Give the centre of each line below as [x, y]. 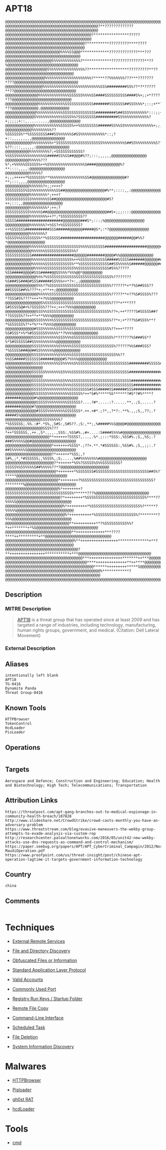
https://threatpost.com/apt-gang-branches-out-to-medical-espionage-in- [82, 812]
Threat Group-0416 [24, 693]
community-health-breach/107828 [38, 816]
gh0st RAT [23, 1100]
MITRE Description [28, 609]
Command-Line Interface [38, 1018]
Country [18, 874]
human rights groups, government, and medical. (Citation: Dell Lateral [88, 630]
